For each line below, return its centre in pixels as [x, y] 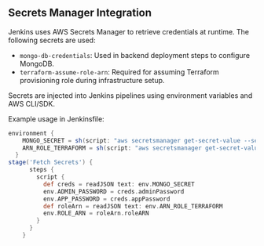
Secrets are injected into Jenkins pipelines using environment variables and [130, 95]
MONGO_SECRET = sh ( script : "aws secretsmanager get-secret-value [132, 140]
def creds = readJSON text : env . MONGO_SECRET [119, 184]
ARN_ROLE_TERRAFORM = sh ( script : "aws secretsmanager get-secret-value [142, 148]
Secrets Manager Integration [80, 13]
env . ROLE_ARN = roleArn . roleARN [96, 213]
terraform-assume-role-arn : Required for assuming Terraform [119, 72]
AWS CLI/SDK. [32, 103]
